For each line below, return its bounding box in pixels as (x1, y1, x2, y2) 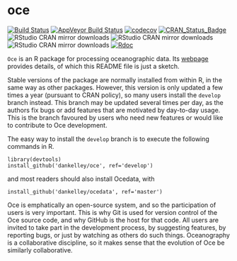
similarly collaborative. (7, 245, 73, 254)
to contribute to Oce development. (7, 121, 108, 129)
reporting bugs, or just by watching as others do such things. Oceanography (7, 231, 230, 239)
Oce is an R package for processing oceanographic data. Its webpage (7, 54, 209, 62)
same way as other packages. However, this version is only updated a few (7, 83, 224, 91)
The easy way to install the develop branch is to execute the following (7, 134, 210, 143)
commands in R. (7, 142, 54, 150)
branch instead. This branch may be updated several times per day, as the (7, 98, 224, 106)
